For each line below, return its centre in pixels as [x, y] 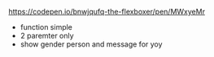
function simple [46, 27]
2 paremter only [47, 36]
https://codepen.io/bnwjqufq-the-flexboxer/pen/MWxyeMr [107, 12]
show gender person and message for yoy [91, 44]
